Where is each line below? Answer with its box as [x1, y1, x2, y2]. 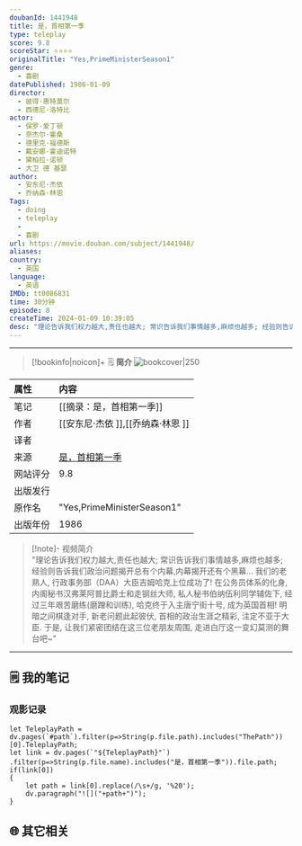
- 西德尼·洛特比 [17, 105, 70, 114]
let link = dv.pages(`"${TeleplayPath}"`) [9, 748, 171, 757]
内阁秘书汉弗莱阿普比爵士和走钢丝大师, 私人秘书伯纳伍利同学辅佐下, [31, 588, 283, 599]
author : [9, 172, 39, 181]
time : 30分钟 [9, 298, 56, 307]
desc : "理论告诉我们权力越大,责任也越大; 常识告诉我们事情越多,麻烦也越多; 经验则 [9, 323, 283, 332]
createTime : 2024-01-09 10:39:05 [9, 314, 135, 324]
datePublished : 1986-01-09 [9, 80, 111, 89]
